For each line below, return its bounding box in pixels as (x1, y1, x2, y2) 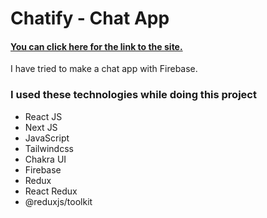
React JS (24, 110, 63, 122)
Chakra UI (24, 153, 67, 165)
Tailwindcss (24, 142, 74, 154)
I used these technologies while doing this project (10, 88, 257, 102)
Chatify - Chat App (10, 7, 170, 30)
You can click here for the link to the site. (10, 40, 183, 52)
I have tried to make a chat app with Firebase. (10, 63, 198, 75)
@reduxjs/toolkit (24, 195, 93, 207)
